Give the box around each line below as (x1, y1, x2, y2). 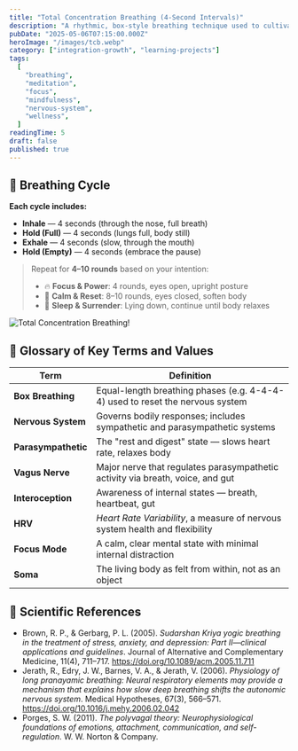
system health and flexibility (96, 523, 213, 536)
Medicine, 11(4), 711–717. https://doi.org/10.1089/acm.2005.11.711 (21, 656, 255, 667)
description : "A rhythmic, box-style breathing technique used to (9, 21, 260, 30)
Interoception (13, 492, 73, 505)
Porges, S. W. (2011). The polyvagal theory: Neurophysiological (21, 713, 254, 724)
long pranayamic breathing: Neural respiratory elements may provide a (21, 675, 284, 685)
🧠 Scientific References (9, 604, 142, 619)
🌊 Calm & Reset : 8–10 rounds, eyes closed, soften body (43, 291, 247, 301)
